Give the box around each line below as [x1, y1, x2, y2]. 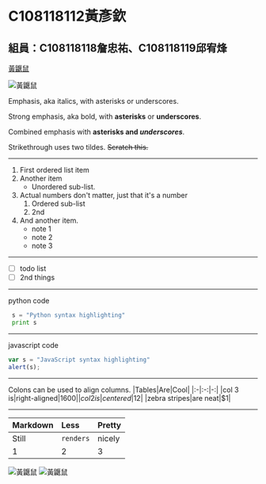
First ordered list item [19, 166, 89, 174]
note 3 [31, 241, 53, 250]
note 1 [31, 224, 51, 234]
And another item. [19, 215, 79, 225]
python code [8, 296, 50, 306]
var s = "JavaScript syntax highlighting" [8, 356, 150, 364]
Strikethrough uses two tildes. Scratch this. [8, 143, 149, 151]
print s [11, 318, 37, 326]
